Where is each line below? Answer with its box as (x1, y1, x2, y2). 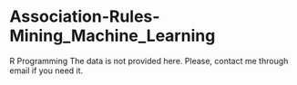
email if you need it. (9, 65, 84, 76)
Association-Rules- (9, 6, 160, 27)
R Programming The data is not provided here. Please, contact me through (9, 55, 289, 66)
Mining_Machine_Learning (9, 25, 216, 46)
